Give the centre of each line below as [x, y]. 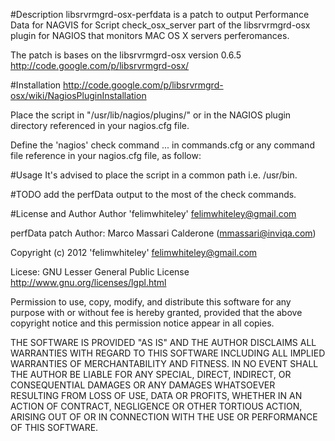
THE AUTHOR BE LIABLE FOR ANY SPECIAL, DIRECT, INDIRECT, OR [151, 374]
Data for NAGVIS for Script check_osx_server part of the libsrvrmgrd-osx [160, 25]
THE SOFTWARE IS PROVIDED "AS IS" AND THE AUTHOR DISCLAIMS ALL [163, 342]
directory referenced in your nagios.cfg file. [100, 125]
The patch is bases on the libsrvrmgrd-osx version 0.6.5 [126, 55]
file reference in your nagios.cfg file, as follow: [106, 155]
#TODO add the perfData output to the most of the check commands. [153, 194]
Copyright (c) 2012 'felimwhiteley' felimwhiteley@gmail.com [134, 252]
